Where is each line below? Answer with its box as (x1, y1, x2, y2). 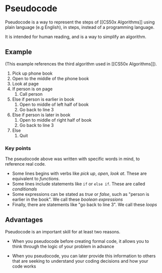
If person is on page (12, 86, 53, 92)
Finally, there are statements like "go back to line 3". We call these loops (12, 202, 157, 208)
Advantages (5, 216, 43, 224)
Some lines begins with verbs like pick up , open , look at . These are (12, 170, 147, 176)
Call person (19, 91, 43, 97)
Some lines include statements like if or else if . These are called (12, 181, 145, 187)
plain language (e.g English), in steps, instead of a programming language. (5, 24, 155, 30)
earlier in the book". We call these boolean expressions (12, 196, 123, 203)
